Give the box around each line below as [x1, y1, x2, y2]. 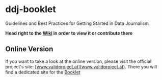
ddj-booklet [5, 4, 56, 15]
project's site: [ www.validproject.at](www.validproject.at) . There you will [5, 63, 157, 69]
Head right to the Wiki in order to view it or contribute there [5, 30, 133, 36]
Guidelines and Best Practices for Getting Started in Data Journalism [5, 20, 149, 26]
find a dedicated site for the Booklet [5, 69, 80, 75]
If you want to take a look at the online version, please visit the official [5, 58, 152, 64]
